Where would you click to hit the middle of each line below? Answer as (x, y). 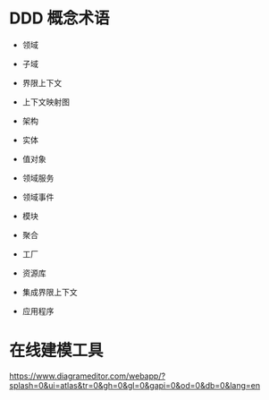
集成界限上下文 (50, 292)
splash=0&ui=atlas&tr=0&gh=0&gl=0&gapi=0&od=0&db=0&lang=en (135, 385)
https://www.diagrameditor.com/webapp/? (88, 376)
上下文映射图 (46, 102)
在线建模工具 (57, 351)
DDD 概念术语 (59, 18)
